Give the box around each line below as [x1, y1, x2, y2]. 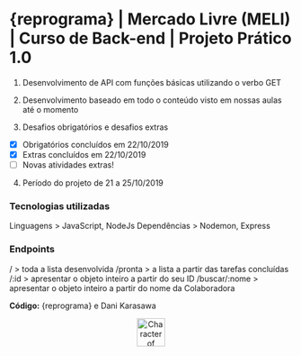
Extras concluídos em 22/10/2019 [22, 150, 146, 160]
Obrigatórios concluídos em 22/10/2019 [22, 139, 169, 150]
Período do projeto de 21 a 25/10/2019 [22, 178, 164, 188]
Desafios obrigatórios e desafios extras [22, 122, 169, 132]
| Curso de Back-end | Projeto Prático [9, 28, 292, 49]
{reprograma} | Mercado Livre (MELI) [9, 9, 291, 30]
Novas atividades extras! [22, 160, 114, 170]
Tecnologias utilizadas [9, 200, 111, 213]
